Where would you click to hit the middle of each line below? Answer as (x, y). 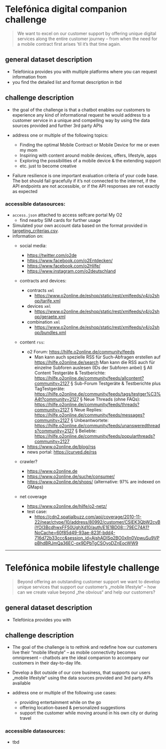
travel (25, 718)
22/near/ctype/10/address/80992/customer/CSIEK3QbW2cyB (97, 522)
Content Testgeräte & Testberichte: (70, 373)
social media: (33, 245)
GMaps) (35, 487)
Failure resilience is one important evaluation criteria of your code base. (85, 175)
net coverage (33, 496)
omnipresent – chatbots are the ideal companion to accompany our (81, 658)
